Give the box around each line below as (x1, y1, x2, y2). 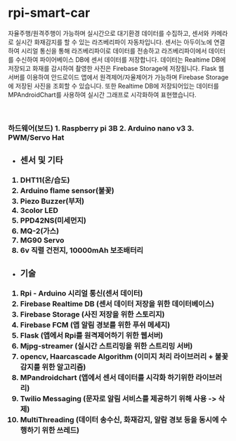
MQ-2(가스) (20, 226, 59, 236)
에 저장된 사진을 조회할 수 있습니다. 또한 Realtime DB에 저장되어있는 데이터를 (8, 81, 220, 90)
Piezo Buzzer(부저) (20, 196, 85, 206)
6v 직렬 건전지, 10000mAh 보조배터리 (20, 245, 143, 255)
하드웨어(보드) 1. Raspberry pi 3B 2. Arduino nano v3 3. (8, 123, 195, 133)
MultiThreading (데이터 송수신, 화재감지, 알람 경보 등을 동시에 (20, 414, 219, 424)
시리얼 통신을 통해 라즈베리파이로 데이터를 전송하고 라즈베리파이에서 (20, 46, 207, 55)
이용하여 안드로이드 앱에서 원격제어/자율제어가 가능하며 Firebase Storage (26, 72, 229, 81)
